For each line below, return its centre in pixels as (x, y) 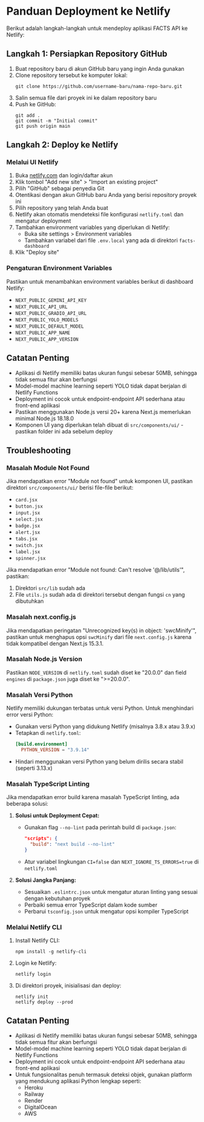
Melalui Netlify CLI (34, 927)
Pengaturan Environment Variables (59, 268)
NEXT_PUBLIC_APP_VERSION (47, 339)
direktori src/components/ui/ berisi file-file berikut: (70, 488)
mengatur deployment (43, 221)
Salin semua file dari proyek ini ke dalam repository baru (86, 98)
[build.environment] (41, 744)
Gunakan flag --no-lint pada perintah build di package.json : (100, 827)
